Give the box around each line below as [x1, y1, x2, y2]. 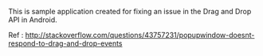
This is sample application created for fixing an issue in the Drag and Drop [8, 7, 252, 16]
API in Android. [8, 15, 57, 24]
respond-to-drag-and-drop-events [8, 39, 123, 48]
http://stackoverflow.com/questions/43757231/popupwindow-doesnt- [25, 31, 255, 39]
